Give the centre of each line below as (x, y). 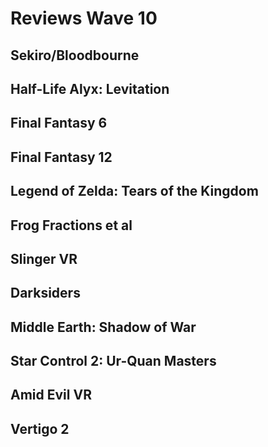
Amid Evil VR (51, 395)
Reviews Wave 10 (84, 18)
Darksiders (45, 293)
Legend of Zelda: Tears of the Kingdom (134, 191)
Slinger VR (44, 258)
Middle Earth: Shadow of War (103, 327)
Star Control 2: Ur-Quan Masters (113, 361)
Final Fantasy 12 (61, 157)
